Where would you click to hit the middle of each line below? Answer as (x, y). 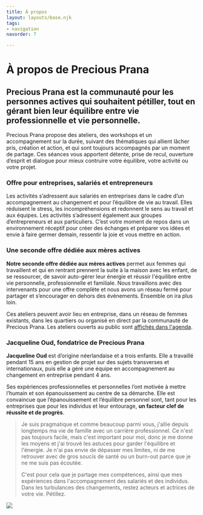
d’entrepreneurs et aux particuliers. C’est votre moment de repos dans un (98, 222)
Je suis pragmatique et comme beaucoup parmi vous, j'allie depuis (105, 424)
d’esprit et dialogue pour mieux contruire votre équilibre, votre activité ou (98, 161)
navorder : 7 (21, 35)
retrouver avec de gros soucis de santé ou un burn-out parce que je (106, 457)
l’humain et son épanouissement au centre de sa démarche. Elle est (91, 393)
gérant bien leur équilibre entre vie (73, 111)
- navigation (23, 29)
